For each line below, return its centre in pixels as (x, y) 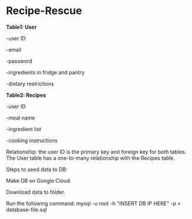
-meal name (20, 118)
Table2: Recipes (26, 95)
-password (19, 61)
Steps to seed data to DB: (37, 169)
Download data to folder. (36, 192)
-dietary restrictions (30, 84)
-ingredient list (24, 129)
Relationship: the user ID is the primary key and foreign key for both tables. (96, 152)
